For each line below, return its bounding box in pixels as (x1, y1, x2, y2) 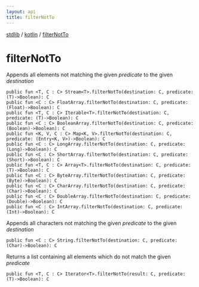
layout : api (6, 8, 36, 15)
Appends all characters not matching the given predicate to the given (6, 220, 177, 227)
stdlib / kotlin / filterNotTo (6, 30, 69, 38)
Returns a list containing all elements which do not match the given (6, 253, 172, 260)
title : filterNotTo (6, 14, 55, 20)
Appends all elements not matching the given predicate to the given (6, 71, 173, 78)
